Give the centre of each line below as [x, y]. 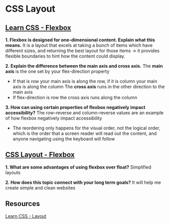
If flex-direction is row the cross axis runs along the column [75, 97]
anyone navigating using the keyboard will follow [64, 139]
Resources [23, 204]
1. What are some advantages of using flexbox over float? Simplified [78, 167]
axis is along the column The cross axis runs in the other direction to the [89, 87]
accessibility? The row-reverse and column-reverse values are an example [84, 113]
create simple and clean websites [40, 188]
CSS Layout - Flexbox [40, 155]
